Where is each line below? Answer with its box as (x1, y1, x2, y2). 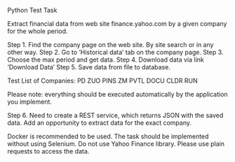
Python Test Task (7, 6, 58, 14)
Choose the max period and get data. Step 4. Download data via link (7, 55, 205, 64)
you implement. (7, 97, 53, 106)
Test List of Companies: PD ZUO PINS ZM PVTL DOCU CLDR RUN (7, 76, 198, 85)
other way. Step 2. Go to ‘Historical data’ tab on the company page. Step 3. (7, 48, 224, 56)
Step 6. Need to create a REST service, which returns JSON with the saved (7, 112, 224, 119)
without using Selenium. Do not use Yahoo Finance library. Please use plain (7, 140, 224, 148)
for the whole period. (7, 27, 68, 35)
